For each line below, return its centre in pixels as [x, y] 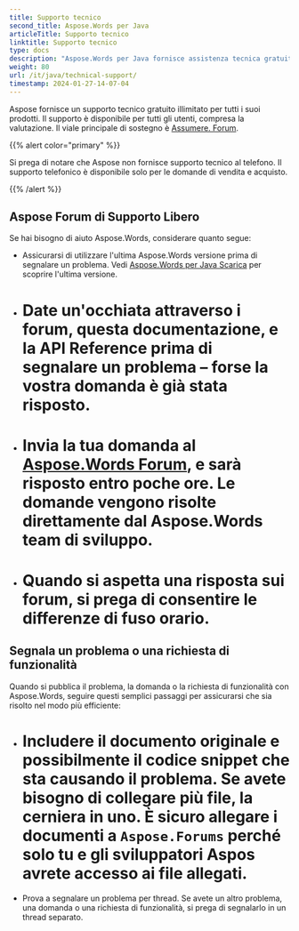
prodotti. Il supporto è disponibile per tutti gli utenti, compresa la [127, 118]
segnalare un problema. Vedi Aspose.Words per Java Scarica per [142, 265]
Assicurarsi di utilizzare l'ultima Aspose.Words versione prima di [140, 255]
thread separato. [53, 917]
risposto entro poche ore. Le [129, 483]
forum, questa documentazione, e [150, 329]
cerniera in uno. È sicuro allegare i [149, 817]
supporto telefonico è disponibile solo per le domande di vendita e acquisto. [149, 172]
